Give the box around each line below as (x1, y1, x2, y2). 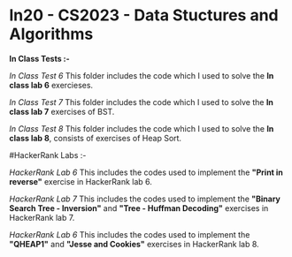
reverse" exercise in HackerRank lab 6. (9, 176, 153, 186)
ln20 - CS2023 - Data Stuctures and (9, 5, 279, 26)
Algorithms (9, 24, 94, 44)
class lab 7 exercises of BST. (9, 106, 115, 117)
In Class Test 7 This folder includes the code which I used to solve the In (9, 96, 274, 107)
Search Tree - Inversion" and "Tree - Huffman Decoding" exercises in (9, 202, 269, 213)
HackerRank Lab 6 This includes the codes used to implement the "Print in (9, 167, 283, 178)
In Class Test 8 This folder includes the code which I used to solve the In (9, 123, 274, 133)
